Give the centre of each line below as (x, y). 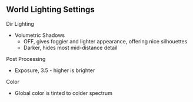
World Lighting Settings (51, 10)
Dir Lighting (20, 23)
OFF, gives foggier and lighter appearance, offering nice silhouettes (105, 41)
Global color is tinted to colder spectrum (64, 93)
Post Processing (26, 59)
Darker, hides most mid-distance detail (70, 47)
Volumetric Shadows (40, 35)
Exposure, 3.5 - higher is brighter (55, 70)
